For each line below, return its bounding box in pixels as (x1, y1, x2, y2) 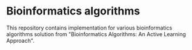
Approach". (6, 37, 35, 44)
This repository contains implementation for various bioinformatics (6, 24, 173, 31)
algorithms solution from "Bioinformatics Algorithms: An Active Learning (6, 30, 187, 37)
